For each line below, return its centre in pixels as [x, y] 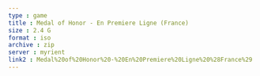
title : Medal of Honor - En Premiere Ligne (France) [99, 23]
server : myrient [37, 52]
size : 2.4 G [30, 30]
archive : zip [32, 45]
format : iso [30, 38]
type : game [28, 15]
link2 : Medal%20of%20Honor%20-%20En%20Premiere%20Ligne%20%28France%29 [130, 60]
